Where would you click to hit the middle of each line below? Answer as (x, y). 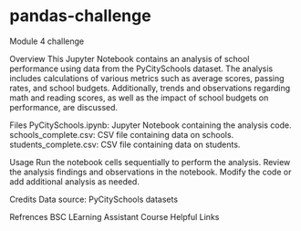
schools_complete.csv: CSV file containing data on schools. (122, 134)
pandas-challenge (81, 16)
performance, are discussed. (64, 107)
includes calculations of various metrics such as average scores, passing (147, 78)
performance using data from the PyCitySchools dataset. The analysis (141, 68)
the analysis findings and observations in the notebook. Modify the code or (150, 172)
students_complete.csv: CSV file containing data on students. (125, 144)
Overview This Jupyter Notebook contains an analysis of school (130, 58)
